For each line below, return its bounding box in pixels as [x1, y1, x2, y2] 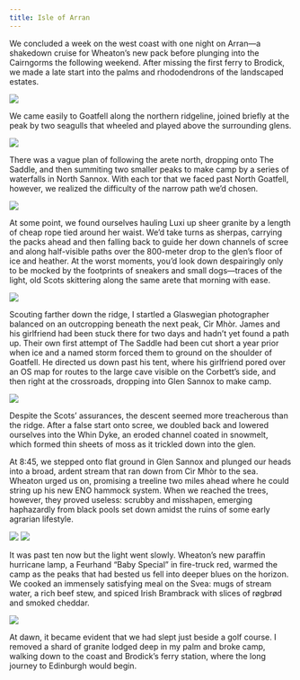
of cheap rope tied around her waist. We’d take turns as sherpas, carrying [9, 227, 283, 237]
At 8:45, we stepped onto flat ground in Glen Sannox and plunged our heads [9, 456, 292, 467]
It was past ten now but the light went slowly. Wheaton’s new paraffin [9, 550, 266, 560]
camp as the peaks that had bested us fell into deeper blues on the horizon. [9, 568, 289, 579]
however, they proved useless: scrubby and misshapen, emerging [9, 494, 253, 505]
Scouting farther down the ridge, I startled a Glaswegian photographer [9, 309, 269, 319]
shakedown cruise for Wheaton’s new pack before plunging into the [9, 47, 260, 58]
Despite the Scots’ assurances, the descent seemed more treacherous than [9, 410, 289, 421]
